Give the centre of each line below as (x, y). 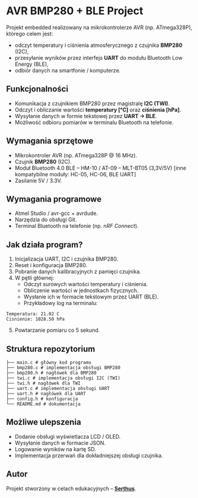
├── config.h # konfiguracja (42, 399)
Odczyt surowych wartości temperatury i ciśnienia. (86, 284)
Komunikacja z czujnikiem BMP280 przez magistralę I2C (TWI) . (92, 103)
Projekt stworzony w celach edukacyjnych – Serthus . (71, 489)
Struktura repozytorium (51, 349)
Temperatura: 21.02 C (33, 314)
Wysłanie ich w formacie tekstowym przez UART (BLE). (91, 297)
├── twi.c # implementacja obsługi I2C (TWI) (63, 378)
